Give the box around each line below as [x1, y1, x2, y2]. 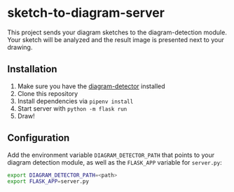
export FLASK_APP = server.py [7, 178, 90, 185]
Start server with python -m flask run [17, 104, 128, 113]
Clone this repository [17, 89, 78, 97]
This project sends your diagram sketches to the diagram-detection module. [7, 28, 228, 36]
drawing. [7, 43, 33, 51]
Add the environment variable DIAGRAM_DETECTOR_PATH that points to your [7, 151, 215, 159]
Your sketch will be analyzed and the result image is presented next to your [7, 35, 224, 43]
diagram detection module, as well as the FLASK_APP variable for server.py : [7, 158, 222, 166]
